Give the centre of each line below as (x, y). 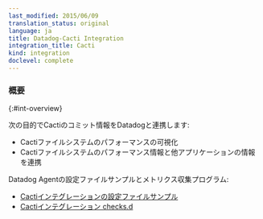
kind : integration (39, 53)
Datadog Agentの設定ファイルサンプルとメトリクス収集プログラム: (119, 180)
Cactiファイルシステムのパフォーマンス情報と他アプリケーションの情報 (138, 152)
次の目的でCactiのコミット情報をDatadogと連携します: (99, 125)
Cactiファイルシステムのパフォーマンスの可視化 (99, 143)
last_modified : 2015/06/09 (53, 16)
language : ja (30, 31)
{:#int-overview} (35, 109)
